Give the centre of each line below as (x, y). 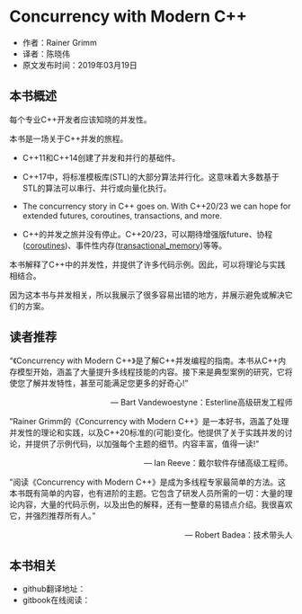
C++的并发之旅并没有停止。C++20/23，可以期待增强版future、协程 (147, 234)
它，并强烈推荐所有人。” (53, 515)
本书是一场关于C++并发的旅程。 (69, 138)
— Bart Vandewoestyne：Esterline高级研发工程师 (202, 402)
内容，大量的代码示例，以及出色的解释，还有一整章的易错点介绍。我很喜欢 (155, 504)
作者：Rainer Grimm (59, 42)
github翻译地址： (54, 589)
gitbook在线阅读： (56, 601)
